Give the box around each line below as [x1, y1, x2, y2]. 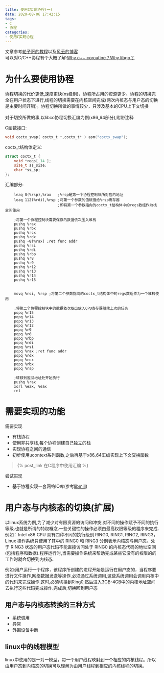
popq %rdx [14, 353, 34, 358]
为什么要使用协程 [5, 74, 74, 85]
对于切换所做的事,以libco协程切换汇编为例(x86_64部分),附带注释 [5, 114, 134, 120]
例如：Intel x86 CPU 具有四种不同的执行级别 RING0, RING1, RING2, [5, 531, 140, 537]
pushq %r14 [14, 273, 36, 278]
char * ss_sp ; [14, 168, 41, 173]
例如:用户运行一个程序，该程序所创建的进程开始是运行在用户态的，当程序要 [5, 567, 157, 573]
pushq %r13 [14, 269, 36, 274]
